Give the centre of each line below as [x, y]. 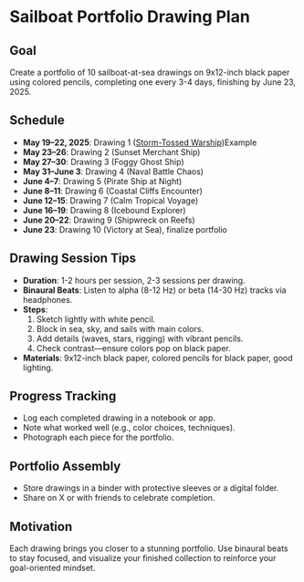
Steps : [35, 309]
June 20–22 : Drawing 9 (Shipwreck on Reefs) [109, 220]
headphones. [47, 299]
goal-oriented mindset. [52, 568]
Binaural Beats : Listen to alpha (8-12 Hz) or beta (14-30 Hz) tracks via [154, 290]
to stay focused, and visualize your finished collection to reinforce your [143, 558]
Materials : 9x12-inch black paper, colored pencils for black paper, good [158, 358]
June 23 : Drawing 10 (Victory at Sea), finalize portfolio [125, 229]
